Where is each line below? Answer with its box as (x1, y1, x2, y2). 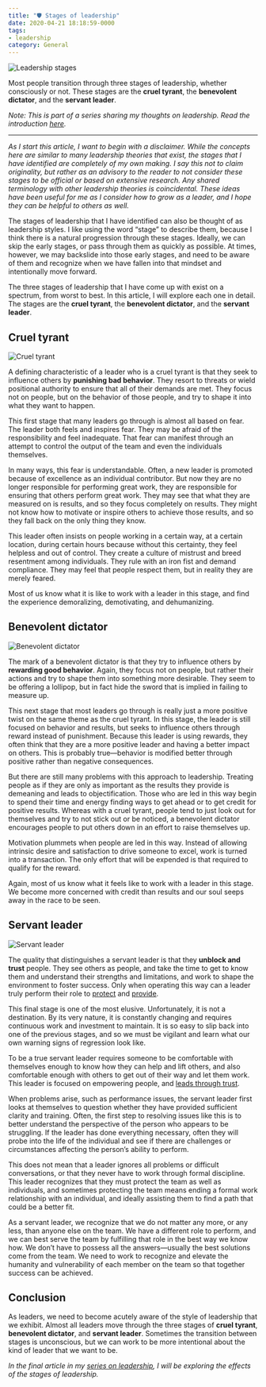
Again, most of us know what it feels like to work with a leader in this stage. (8, 878, 254, 888)
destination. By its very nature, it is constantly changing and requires (8, 1012, 232, 1022)
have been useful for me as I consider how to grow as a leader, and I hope (8, 192, 252, 202)
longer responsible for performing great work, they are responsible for (8, 482, 237, 491)
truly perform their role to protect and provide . (8, 988, 159, 998)
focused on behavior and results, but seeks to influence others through (8, 722, 240, 732)
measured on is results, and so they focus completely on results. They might (8, 499, 257, 508)
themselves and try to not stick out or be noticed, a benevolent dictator (8, 814, 240, 823)
